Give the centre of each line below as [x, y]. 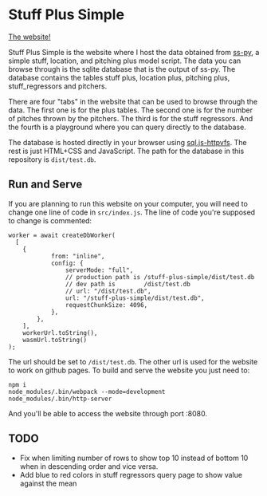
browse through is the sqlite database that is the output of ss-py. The [122, 69]
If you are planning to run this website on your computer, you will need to [128, 203]
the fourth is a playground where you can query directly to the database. [128, 127]
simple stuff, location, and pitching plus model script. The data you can [125, 61]
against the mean [48, 483]
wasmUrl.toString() [55, 340]
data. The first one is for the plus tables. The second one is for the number [131, 110]
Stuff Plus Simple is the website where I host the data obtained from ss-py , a [134, 52]
